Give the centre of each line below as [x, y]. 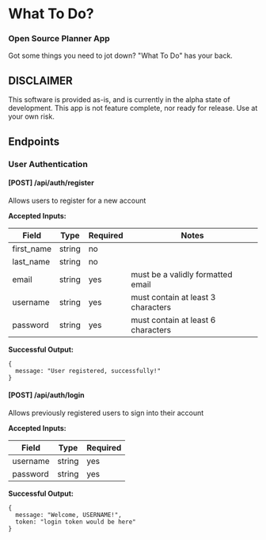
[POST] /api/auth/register [51, 183]
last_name [31, 261]
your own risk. [32, 116]
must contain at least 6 [173, 320]
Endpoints [34, 141]
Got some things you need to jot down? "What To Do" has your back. [121, 55]
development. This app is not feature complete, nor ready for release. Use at [133, 108]
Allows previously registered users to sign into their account [106, 413]
